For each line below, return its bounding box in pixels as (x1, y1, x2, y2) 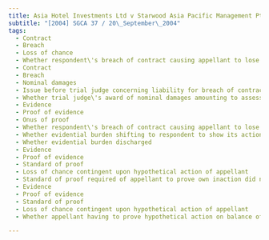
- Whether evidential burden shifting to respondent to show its (15, 130, 239, 138)
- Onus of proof (15, 116, 70, 124)
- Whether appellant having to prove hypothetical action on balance (15, 213, 252, 221)
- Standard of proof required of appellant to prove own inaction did (15, 175, 256, 184)
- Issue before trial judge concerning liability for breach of (15, 86, 235, 94)
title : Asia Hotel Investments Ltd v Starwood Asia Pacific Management (8, 11, 252, 20)
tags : (8, 26, 26, 34)
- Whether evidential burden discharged (15, 138, 152, 146)
